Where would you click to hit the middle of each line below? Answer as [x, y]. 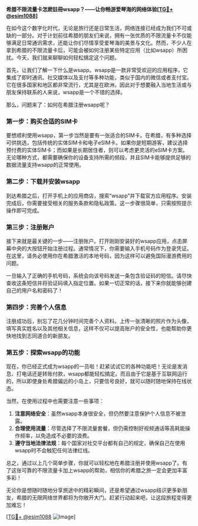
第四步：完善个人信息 [36, 307]
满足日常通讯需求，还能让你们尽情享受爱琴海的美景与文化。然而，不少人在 [101, 43]
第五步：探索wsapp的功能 [43, 353]
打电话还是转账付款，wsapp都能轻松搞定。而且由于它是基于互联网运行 [102, 374]
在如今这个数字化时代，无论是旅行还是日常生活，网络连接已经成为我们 [91, 28]
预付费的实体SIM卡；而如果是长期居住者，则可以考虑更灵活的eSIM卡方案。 [97, 150]
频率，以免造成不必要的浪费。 [56, 436]
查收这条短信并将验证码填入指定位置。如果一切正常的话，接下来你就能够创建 [99, 283]
